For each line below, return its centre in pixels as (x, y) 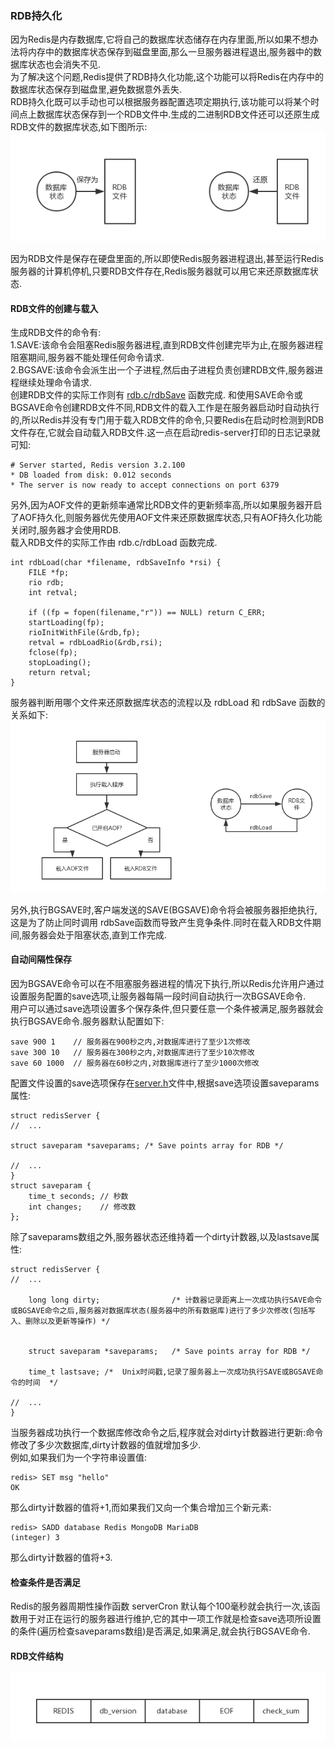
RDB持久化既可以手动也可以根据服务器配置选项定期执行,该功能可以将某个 (161, 102)
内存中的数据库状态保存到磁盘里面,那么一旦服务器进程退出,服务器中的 (170, 52)
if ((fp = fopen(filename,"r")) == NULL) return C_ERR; (147, 613)
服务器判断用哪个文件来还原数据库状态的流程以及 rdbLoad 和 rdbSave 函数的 (168, 703)
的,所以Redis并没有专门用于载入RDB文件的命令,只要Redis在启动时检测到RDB (167, 420)
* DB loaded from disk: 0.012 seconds (91, 475)
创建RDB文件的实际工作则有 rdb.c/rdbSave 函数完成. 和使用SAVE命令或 (156, 395)
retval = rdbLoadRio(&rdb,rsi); (95, 643)
